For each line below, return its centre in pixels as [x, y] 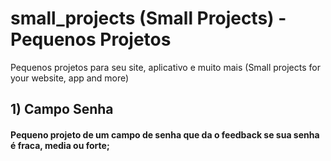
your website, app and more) [70, 78]
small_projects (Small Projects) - [148, 18]
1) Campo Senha [62, 109]
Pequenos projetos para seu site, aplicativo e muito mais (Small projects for [165, 67]
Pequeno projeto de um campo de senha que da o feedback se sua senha [165, 134]
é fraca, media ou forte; [60, 145]
